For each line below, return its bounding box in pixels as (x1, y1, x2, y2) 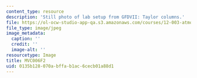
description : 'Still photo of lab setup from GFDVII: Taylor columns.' (6, 14, 185, 20)
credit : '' (11, 42, 38, 48)
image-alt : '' (11, 47, 46, 53)
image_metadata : (6, 30, 46, 36)
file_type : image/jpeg (6, 25, 62, 31)
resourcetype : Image (6, 52, 57, 58)
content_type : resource (6, 8, 64, 15)
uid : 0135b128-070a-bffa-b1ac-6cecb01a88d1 (6, 63, 114, 69)
